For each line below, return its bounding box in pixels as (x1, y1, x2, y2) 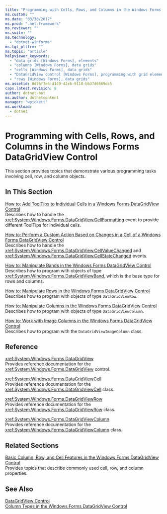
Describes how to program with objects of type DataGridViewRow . (5, 293, 138, 299)
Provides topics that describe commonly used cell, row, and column (5, 465, 144, 471)
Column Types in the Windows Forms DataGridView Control (5, 503, 128, 510)
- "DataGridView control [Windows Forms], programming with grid (9, 72, 148, 77)
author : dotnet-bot (5, 90, 46, 95)
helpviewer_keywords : (5, 53, 50, 59)
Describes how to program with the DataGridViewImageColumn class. (5, 328, 143, 334)
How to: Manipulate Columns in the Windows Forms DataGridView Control (5, 303, 157, 309)
